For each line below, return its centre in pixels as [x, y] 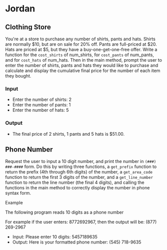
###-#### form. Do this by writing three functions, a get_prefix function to [81, 167]
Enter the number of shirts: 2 [42, 99]
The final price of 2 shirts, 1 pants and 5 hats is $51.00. [68, 134]
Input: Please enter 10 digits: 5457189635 [55, 237]
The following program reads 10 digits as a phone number [64, 212]
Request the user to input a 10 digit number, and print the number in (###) [81, 162]
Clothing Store [28, 27]
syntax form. [18, 193]
